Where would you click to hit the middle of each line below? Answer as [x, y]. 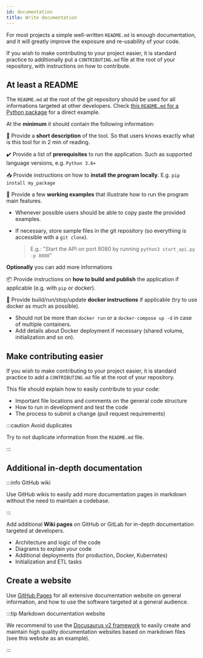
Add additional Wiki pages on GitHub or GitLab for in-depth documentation [100, 524]
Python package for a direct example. [53, 112]
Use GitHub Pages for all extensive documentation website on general [94, 595]
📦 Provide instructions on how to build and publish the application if [92, 279]
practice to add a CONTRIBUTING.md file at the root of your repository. [90, 377]
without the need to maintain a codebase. [58, 500]
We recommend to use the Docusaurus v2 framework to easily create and [98, 625]
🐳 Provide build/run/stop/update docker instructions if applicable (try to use [102, 300]
